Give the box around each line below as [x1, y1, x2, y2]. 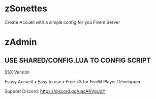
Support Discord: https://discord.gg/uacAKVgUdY [4, 88, 106, 94]
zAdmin [4, 36, 37, 48]
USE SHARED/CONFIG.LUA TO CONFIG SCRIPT [4, 56, 151, 65]
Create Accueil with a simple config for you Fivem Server [4, 19, 120, 25]
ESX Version [4, 69, 30, 75]
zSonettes [4, 3, 47, 14]
